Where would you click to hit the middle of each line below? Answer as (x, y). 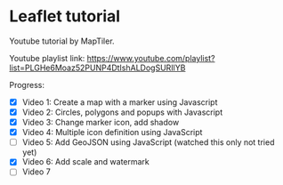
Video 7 (36, 172)
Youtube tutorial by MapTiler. (62, 41)
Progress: (27, 84)
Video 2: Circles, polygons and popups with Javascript (122, 112)
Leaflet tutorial (65, 16)
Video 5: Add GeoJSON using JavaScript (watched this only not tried (148, 142)
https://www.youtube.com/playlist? (151, 58)
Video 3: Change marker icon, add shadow (101, 123)
